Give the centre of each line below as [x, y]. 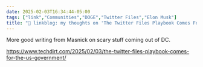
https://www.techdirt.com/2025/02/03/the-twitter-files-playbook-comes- [98, 51]
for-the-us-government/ [36, 58]
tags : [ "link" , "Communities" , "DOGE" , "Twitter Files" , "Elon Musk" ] [92, 17]
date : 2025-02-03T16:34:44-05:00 [48, 12]
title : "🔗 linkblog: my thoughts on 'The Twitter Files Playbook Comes [98, 23]
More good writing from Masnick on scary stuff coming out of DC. [89, 40]
